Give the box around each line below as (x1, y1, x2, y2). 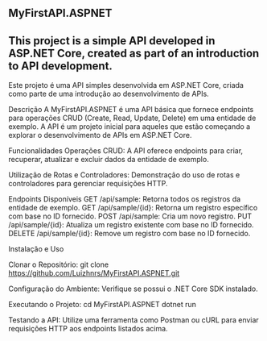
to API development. (8, 59, 113, 73)
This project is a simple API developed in (8, 34, 216, 48)
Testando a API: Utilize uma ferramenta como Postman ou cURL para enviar (8, 315, 259, 325)
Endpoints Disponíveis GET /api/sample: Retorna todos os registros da (8, 194, 241, 204)
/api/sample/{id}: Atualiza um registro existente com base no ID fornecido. (8, 220, 255, 230)
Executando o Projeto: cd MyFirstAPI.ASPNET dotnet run (8, 300, 197, 310)
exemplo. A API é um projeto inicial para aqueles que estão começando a (8, 122, 251, 131)
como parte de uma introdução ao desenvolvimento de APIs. (8, 89, 209, 99)
